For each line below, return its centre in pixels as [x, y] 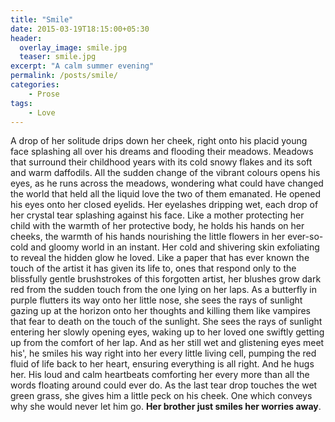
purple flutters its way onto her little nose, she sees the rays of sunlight [156, 300]
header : [26, 38]
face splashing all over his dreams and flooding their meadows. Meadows [162, 152]
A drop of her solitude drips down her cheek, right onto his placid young [159, 141]
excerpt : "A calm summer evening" [82, 66]
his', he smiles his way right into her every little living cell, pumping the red [163, 353]
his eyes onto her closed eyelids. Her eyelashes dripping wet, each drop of [164, 205]
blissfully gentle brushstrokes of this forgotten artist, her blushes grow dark [166, 279]
